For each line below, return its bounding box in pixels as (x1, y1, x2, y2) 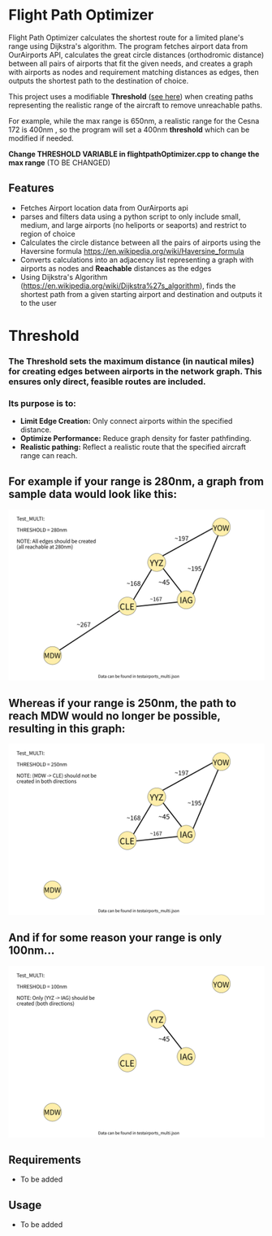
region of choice (19, 229, 76, 238)
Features (8, 181, 54, 195)
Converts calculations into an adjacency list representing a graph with (19, 255, 254, 264)
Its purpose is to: (8, 397, 76, 408)
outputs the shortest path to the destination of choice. (8, 76, 189, 85)
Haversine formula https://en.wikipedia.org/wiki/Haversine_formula (19, 246, 245, 255)
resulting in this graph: (8, 722, 126, 736)
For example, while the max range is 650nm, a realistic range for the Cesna (8, 116, 260, 125)
